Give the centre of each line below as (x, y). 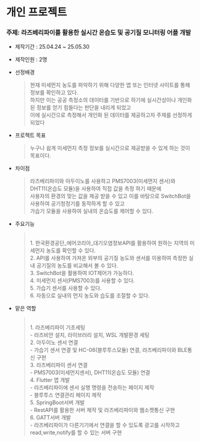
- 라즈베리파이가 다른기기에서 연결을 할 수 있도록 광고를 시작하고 (105, 425)
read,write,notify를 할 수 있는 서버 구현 (76, 432)
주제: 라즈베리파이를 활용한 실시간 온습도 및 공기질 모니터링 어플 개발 (98, 32)
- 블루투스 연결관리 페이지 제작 (66, 395)
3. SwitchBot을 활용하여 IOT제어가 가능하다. (82, 273)
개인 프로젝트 (37, 12)
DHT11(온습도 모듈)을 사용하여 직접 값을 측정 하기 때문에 (95, 189)
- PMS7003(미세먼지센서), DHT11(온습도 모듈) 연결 (90, 372)
